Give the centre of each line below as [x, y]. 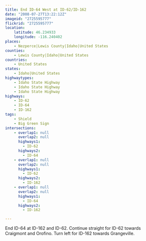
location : [15, 28]
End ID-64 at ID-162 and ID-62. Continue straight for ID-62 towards [73, 228]
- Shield [23, 119]
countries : [16, 60]
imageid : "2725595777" [28, 19]
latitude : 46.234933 [35, 32]
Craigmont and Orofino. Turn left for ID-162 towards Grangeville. [70, 234]
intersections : [21, 128]
